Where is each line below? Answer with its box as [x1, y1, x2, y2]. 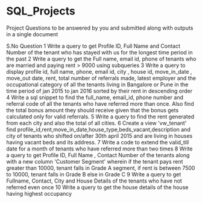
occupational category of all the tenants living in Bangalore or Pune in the [6, 80, 189, 88]
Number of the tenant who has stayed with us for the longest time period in [6, 48, 193, 56]
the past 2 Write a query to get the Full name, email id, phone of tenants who [6, 55, 197, 62]
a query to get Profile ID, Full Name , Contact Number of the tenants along [6, 151, 190, 158]
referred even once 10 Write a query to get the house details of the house [6, 183, 189, 191]
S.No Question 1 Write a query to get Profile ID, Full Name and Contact [6, 42, 181, 50]
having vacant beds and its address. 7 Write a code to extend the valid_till [6, 138, 189, 146]
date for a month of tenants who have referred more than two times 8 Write [6, 145, 193, 152]
